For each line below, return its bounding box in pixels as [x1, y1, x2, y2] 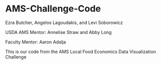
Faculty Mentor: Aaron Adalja [5, 38, 66, 45]
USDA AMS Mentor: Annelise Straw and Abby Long [5, 29, 112, 35]
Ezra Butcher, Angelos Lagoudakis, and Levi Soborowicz [5, 19, 123, 25]
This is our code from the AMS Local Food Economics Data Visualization [5, 48, 156, 54]
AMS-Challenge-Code [5, 3, 101, 14]
